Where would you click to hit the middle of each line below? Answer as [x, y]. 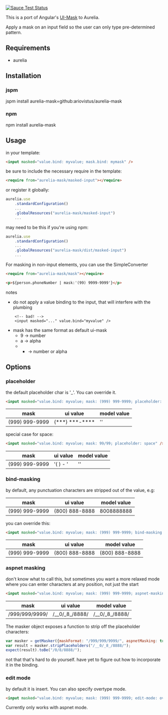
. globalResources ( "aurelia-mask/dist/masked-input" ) [71, 250]
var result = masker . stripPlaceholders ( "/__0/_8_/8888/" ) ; [68, 645]
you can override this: [28, 523]
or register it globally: [27, 190]
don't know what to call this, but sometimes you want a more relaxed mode [83, 579]
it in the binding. [22, 665]
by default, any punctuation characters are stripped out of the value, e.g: [80, 490]
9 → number [33, 335]
